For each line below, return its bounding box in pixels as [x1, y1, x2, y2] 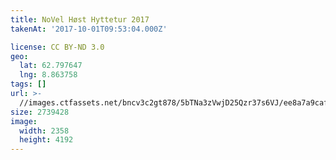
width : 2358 [19, 126, 70, 136]
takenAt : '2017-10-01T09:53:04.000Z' [10, 24, 168, 34]
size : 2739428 [10, 107, 70, 117]
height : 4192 [19, 135, 74, 145]
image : [10, 116, 38, 126]
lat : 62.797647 [19, 61, 83, 71]
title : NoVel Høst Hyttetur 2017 [10, 14, 150, 25]
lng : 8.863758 [19, 70, 78, 80]
